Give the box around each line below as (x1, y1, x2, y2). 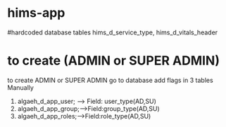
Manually (7, 83, 34, 92)
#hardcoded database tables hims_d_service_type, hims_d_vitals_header (7, 28, 218, 36)
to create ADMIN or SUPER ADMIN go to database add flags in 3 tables (7, 76, 213, 84)
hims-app (7, 5, 65, 21)
